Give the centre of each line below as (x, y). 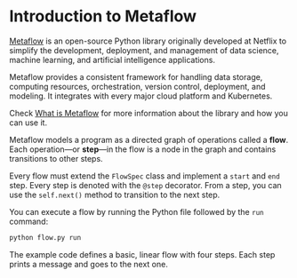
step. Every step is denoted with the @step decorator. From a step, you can (145, 185)
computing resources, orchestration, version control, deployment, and (137, 86)
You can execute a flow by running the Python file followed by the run (136, 211)
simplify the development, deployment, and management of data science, (144, 50)
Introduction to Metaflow (103, 16)
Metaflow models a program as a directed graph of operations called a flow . (149, 139)
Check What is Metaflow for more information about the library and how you (149, 113)
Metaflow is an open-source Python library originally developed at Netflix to (148, 41)
